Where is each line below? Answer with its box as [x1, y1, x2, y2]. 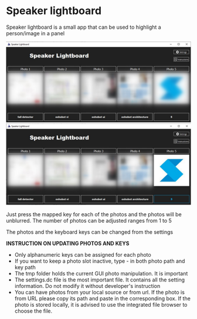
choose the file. [14, 307, 53, 314]
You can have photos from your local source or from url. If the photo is [14, 288, 185, 296]
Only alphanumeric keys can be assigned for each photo [14, 251, 151, 258]
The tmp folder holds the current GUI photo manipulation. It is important [14, 270, 188, 277]
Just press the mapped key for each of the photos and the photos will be [6, 210, 182, 218]
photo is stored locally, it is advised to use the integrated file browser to [14, 301, 188, 308]
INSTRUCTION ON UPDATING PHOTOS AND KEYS [6, 240, 130, 247]
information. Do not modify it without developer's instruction [14, 282, 161, 289]
